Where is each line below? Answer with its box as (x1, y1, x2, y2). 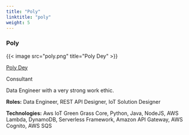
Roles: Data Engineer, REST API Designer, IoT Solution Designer (6, 98, 161, 105)
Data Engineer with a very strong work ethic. (6, 87, 114, 94)
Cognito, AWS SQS (6, 122, 52, 129)
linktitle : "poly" (6, 14, 51, 20)
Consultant (6, 75, 33, 83)
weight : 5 (6, 19, 31, 25)
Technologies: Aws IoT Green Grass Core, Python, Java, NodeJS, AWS (6, 110, 179, 117)
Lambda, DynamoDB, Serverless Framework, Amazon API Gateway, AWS (6, 116, 183, 123)
